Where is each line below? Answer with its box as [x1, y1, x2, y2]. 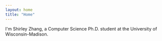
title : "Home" [5, 12, 35, 17]
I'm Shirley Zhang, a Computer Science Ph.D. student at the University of [5, 25, 157, 31]
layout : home [5, 7, 33, 12]
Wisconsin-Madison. [5, 31, 49, 37]
